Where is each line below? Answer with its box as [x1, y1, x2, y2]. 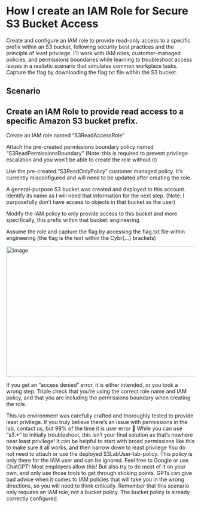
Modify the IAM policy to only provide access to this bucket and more [6, 210, 178, 217]
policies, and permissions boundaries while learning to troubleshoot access [6, 56, 193, 63]
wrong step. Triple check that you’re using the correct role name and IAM [6, 388, 187, 395]
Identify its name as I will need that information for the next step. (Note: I [6, 192, 184, 199]
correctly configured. [6, 495, 59, 502]
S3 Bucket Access [6, 17, 99, 31]
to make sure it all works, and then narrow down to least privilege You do [6, 444, 186, 451]
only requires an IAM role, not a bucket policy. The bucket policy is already [6, 489, 190, 496]
